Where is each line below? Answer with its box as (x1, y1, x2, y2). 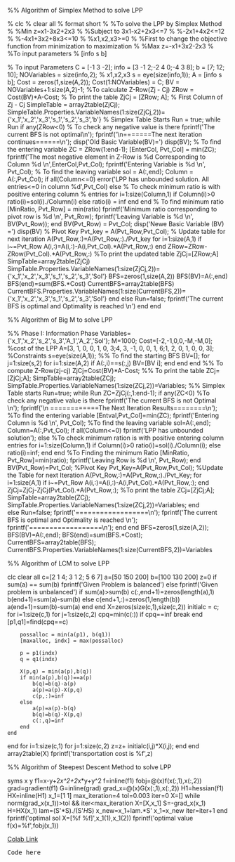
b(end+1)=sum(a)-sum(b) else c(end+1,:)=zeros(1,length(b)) (7, 595, 180, 603)
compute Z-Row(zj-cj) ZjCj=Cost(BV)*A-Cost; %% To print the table (7, 367, 205, 374)
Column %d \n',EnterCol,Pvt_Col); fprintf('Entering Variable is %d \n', (7, 160, 206, 168)
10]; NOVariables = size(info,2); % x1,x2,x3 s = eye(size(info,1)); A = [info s (7, 70, 222, 79)
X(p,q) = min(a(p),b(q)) (20, 668, 93, 675)
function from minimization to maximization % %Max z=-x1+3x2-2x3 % (7, 42, 214, 50)
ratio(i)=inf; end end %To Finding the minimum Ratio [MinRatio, (7, 449, 189, 457)
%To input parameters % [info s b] (7, 49, 107, 58)
